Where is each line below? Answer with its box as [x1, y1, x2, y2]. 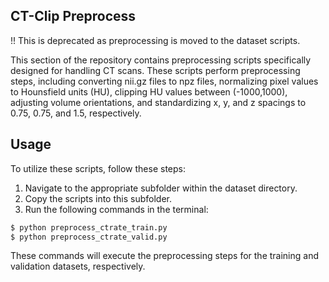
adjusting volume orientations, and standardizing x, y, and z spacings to [10, 96, 307, 108]
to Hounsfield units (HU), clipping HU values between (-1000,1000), [10, 85, 288, 98]
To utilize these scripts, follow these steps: [10, 162, 186, 174]
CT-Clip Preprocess [10, 8, 137, 25]
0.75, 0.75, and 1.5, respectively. [10, 107, 142, 119]
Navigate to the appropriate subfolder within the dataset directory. [24, 182, 298, 194]
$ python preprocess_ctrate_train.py [10, 222, 168, 233]
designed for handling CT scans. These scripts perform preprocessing [10, 64, 301, 76]
